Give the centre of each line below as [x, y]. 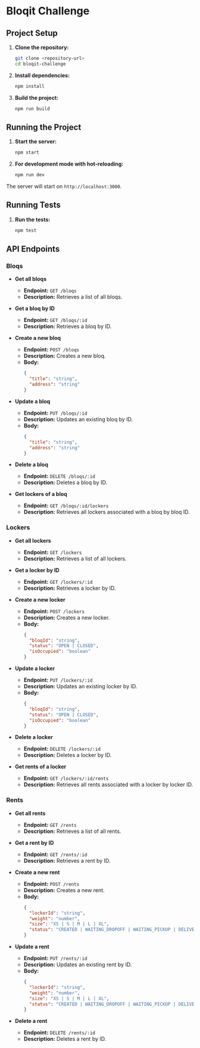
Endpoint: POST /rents [51, 884]
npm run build [32, 109]
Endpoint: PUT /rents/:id [55, 958]
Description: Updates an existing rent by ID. [78, 965]
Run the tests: [32, 219]
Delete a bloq [32, 465]
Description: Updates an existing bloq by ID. [78, 419]
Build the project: [36, 97]
